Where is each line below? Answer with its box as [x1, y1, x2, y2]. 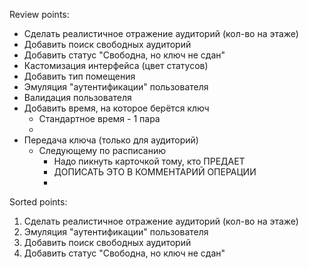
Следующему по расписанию [38, 145, 167, 156]
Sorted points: [9, 196, 68, 208]
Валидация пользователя [23, 92, 132, 103]
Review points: [9, 9, 70, 20]
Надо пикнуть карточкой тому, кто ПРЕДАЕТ [53, 155, 246, 167]
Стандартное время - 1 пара [38, 113, 161, 124]
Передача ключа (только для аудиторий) [23, 134, 199, 146]
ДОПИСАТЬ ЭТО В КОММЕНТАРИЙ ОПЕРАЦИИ [53, 166, 257, 178]
